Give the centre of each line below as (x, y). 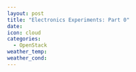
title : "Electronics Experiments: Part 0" (68, 20)
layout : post (26, 13)
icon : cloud (24, 33)
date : (15, 26)
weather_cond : (27, 58)
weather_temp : (27, 52)
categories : (24, 39)
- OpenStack (30, 45)
